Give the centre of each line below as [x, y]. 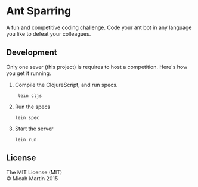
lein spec [27, 117]
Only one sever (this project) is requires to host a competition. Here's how [97, 67]
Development [32, 53]
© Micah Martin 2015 [32, 178]
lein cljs [30, 96]
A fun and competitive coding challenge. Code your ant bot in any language [99, 27]
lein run [26, 139]
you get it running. [29, 73]
